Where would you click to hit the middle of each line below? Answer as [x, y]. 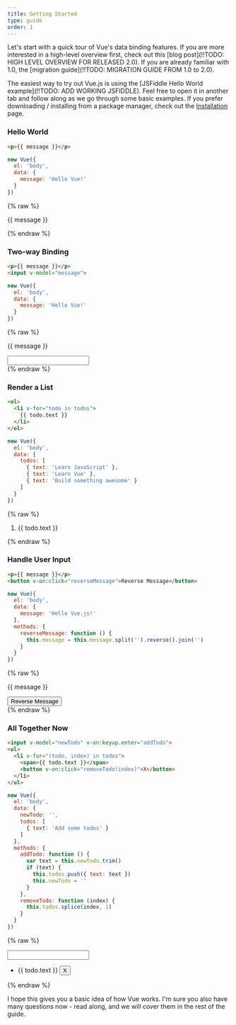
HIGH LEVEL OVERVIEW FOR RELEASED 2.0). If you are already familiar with [118, 62]
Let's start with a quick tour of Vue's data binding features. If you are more [116, 47]
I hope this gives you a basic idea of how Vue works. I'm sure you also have [118, 999]
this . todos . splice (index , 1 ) [69, 907]
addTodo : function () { [55, 854]
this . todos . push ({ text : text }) [82, 874]
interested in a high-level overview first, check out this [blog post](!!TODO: [116, 55]
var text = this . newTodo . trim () [73, 861]
